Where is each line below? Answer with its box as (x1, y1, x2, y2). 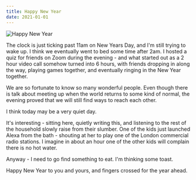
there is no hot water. (6, 144, 58, 151)
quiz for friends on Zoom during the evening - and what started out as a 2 (6, 54, 184, 61)
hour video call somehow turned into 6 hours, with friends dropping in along (6, 60, 190, 67)
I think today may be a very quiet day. (6, 108, 97, 115)
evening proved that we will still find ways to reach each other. (6, 96, 157, 103)
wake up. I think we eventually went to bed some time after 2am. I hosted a (6, 47, 187, 55)
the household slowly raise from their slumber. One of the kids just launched (6, 125, 191, 133)
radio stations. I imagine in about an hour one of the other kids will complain (6, 138, 190, 145)
